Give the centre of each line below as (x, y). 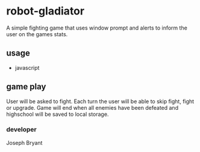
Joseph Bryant (24, 142)
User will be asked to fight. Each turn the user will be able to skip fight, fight (100, 101)
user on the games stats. (37, 34)
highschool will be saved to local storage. (58, 114)
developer (22, 130)
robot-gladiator (45, 11)
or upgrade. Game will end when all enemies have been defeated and (92, 107)
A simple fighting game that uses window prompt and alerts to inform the (97, 28)
